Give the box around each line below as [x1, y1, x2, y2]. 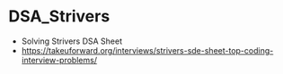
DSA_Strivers [8, 6, 111, 27]
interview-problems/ [21, 54, 98, 65]
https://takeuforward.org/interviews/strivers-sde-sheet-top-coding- [21, 45, 274, 55]
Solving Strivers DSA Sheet [21, 36, 123, 46]
